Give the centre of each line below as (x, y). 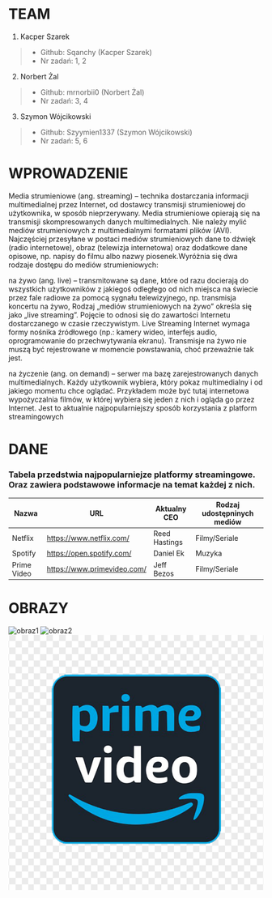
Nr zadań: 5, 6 (64, 140)
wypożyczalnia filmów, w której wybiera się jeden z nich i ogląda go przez (132, 399)
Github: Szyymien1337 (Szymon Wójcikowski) (116, 132)
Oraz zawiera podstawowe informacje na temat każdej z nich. (132, 484)
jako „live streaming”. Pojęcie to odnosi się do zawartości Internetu (119, 315)
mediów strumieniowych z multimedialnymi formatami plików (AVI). (120, 230)
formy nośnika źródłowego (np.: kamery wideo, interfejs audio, (113, 332)
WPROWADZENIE (68, 174)
